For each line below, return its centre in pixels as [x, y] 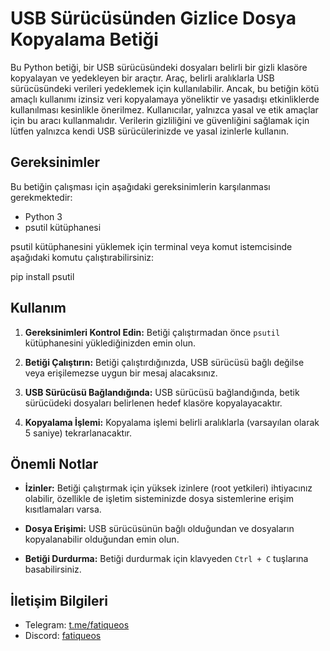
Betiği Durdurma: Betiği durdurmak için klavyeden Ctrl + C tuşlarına [166, 559]
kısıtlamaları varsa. [63, 509]
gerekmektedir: [41, 197]
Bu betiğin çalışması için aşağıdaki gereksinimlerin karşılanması [140, 186]
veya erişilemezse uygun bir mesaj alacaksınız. [121, 373]
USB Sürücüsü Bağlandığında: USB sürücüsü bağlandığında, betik [162, 392]
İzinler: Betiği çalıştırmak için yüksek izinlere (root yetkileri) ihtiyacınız [168, 488]
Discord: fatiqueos [63, 636]
